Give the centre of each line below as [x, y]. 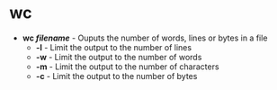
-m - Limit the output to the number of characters [127, 67]
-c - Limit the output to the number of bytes [116, 76]
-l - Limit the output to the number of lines [113, 47]
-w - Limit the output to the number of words [119, 57]
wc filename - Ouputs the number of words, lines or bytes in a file [145, 38]
